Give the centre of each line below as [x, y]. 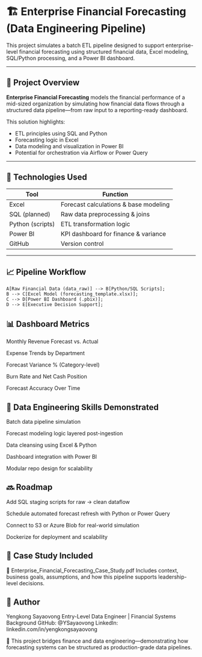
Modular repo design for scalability [50, 468]
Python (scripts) [32, 224]
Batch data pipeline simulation [44, 422]
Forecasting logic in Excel [47, 140]
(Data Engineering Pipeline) [76, 29]
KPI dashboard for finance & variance [113, 234]
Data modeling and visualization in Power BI [69, 146]
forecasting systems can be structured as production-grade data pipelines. [99, 647]
